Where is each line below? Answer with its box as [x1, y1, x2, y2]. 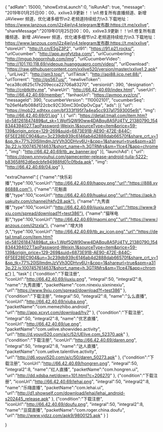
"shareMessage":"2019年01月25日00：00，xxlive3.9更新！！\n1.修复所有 [5, 28, 152, 33]
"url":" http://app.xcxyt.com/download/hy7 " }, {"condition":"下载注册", [5, 310, 144, 315]
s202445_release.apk [5, 396, 49, 401]
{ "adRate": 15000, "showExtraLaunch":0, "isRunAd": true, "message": [5, 4, 146, 10]
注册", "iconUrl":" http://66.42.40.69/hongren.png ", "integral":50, [9, 361, 138, 366]
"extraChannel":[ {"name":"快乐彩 [5, 174, 73, 180]
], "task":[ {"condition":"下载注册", [12, 271, 81, 276]
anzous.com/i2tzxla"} [5, 223, 49, 228]
